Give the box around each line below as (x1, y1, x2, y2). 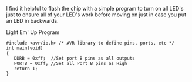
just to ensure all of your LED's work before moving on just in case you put (6, 11, 187, 18)
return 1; (14, 66, 38, 71)
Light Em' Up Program (6, 29, 60, 36)
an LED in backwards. (6, 18, 59, 24)
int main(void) (6, 45, 43, 51)
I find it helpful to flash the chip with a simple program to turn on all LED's (6, 5, 184, 12)
